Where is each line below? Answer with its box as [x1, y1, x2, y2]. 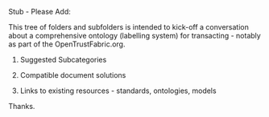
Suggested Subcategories [19, 55, 107, 64]
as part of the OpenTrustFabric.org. [8, 39, 126, 49]
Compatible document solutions [19, 71, 126, 79]
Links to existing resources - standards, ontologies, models [19, 86, 217, 95]
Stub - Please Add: [8, 7, 71, 16]
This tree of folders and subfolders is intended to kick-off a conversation [8, 22, 250, 31]
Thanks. [8, 102, 35, 111]
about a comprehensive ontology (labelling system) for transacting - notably [8, 31, 262, 40]
